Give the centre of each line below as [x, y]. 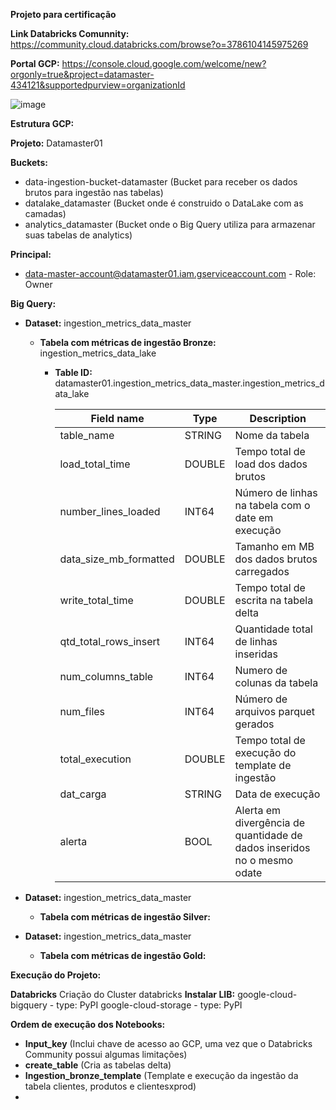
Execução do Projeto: [56, 975]
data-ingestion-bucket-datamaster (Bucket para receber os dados [161, 182]
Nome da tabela [272, 435]
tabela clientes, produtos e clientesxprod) [110, 1086]
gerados [254, 724]
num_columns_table [106, 676]
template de [263, 765]
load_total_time [95, 464]
